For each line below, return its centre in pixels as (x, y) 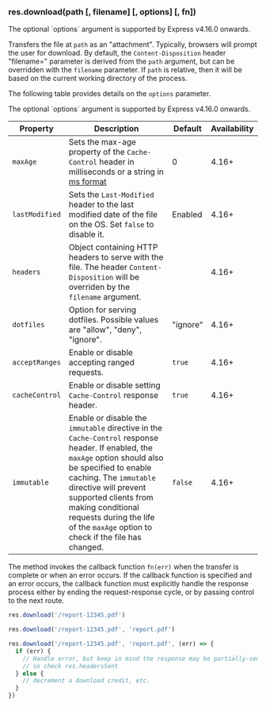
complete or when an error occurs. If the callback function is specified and (130, 575)
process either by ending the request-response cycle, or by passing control (131, 592)
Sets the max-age (103, 142)
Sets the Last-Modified (111, 195)
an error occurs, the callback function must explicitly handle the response (129, 584)
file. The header (98, 267)
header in (116, 162)
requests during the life (112, 517)
